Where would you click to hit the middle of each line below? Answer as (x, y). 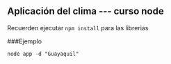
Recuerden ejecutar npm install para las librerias (78, 28)
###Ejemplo (25, 41)
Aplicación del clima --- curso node (86, 11)
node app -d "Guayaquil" (43, 54)
